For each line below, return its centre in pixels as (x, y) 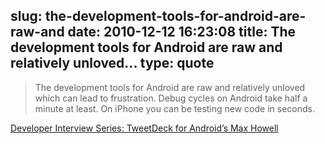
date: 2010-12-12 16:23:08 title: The (182, 32)
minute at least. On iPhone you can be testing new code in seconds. (174, 108)
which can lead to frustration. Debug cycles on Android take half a (171, 98)
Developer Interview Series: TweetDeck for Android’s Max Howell (144, 128)
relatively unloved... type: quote (112, 63)
